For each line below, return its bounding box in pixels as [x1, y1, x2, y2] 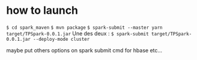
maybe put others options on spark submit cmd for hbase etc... [6, 46, 163, 54]
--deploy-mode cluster [32, 36, 90, 42]
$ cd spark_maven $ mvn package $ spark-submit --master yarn [6, 25, 163, 31]
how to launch [6, 4, 79, 17]
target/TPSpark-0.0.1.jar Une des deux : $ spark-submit [6, 29, 149, 37]
